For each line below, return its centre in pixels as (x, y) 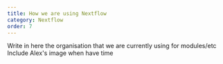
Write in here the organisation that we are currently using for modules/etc (112, 46)
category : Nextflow (35, 20)
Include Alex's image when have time (60, 53)
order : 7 (20, 26)
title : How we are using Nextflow (57, 13)
